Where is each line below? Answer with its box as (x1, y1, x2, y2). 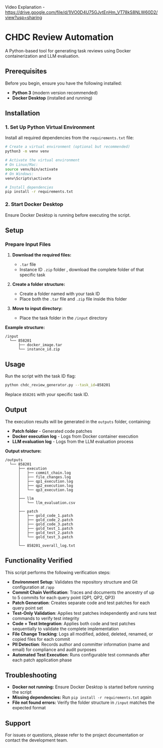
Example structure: (5, 325, 45, 330)
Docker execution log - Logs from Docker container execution (12, 433, 139, 439)
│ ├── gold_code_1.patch (18, 513, 73, 518)
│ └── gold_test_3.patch (18, 535, 73, 539)
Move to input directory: (12, 305, 63, 311)
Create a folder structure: (12, 281, 65, 287)
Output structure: (5, 448, 42, 454)
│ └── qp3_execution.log (18, 487, 73, 492)
